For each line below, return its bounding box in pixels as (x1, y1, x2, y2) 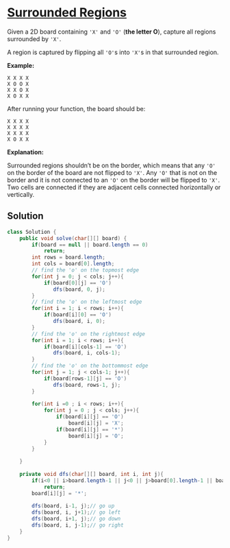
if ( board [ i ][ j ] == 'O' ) (55, 414, 125, 420)
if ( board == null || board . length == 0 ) (31, 241, 149, 248)
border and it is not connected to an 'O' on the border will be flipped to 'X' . (7, 176, 220, 184)
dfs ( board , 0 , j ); (53, 286, 106, 293)
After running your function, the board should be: (7, 104, 146, 112)
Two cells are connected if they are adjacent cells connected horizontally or (7, 183, 221, 191)
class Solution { (7, 228, 57, 235)
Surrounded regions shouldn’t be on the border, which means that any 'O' (7, 161, 216, 169)
